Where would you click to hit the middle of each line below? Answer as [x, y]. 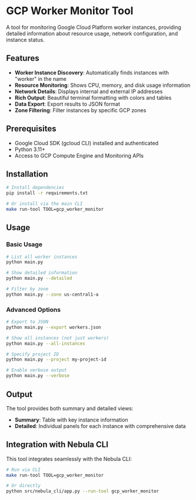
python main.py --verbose [38, 376]
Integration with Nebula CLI [57, 445]
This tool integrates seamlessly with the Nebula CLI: [69, 459]
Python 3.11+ [30, 149]
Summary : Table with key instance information [71, 420]
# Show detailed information [42, 273]
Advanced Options [33, 309]
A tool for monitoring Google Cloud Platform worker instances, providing [94, 27]
